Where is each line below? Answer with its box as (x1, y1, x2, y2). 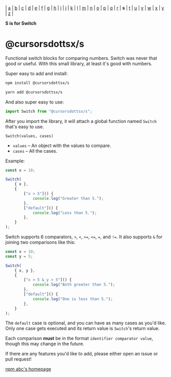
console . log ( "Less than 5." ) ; (32, 210, 97, 215)
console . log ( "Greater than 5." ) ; (32, 196, 104, 201)
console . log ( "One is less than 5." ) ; (32, 296, 113, 302)
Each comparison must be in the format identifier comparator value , (5, 336, 153, 342)
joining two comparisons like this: (5, 239, 76, 245)
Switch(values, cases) (5, 133, 54, 138)
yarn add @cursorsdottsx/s (5, 90, 63, 95)
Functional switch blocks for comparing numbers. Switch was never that (5, 55, 157, 61)
